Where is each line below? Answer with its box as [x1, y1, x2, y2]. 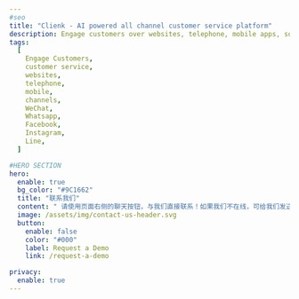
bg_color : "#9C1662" [17, 185, 93, 195]
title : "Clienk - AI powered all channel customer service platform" [9, 21, 273, 30]
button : [17, 218, 46, 227]
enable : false [25, 227, 77, 236]
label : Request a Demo [25, 243, 109, 253]
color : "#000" [25, 235, 77, 244]
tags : [9, 37, 29, 47]
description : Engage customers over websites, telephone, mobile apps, [9, 29, 280, 38]
